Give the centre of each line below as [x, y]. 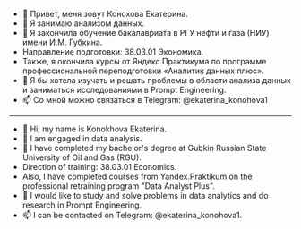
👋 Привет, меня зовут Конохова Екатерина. [105, 14]
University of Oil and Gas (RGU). [82, 157]
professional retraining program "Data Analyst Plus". [118, 186]
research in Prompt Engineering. [82, 205]
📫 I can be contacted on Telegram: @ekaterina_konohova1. [132, 215]
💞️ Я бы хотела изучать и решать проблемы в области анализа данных [156, 80]
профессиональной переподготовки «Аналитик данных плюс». [143, 71]
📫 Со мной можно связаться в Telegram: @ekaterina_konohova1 [145, 100]
